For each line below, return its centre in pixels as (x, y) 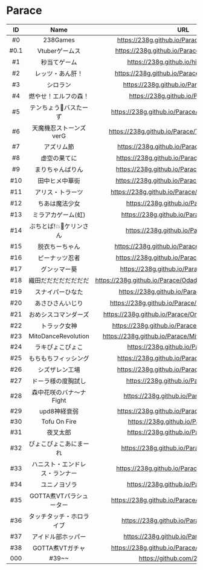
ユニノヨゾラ (59, 484)
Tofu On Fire (59, 421)
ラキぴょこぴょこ (59, 347)
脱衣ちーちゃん (59, 247)
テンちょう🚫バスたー (59, 108)
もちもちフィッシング (59, 358)
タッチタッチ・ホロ (56, 516)
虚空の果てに (59, 158)
